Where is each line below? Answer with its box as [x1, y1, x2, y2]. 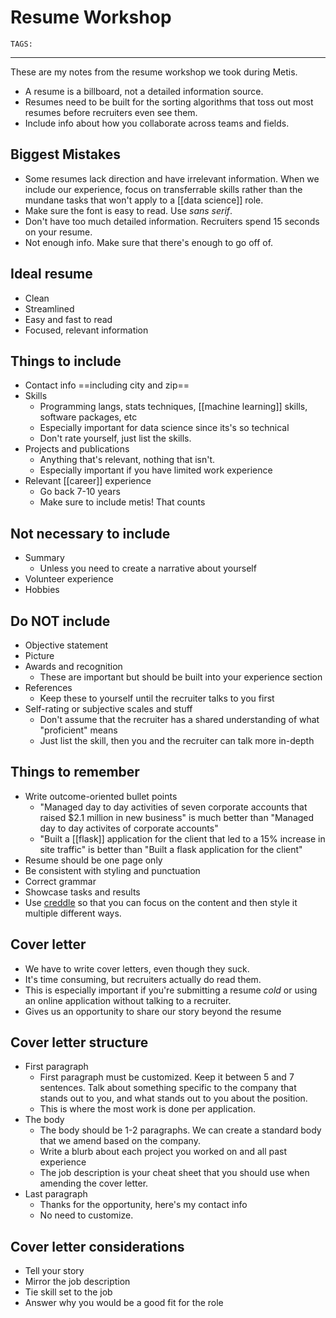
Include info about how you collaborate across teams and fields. [24, 117, 290, 129]
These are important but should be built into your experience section [39, 671, 323, 683]
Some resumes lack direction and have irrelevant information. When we [24, 172, 320, 185]
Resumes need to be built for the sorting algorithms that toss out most [24, 96, 314, 108]
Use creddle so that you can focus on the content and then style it [24, 896, 298, 908]
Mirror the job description [24, 1276, 131, 1288]
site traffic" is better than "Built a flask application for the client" [39, 843, 303, 855]
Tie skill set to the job [24, 1286, 113, 1298]
